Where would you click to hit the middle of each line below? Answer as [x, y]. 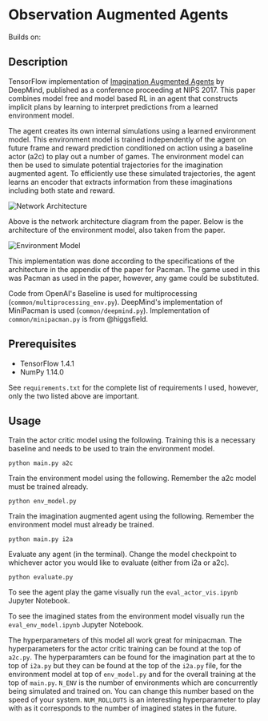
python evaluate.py [41, 578]
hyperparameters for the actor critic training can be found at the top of [125, 649]
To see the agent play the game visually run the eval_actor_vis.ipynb [123, 592]
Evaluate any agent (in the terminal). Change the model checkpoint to [123, 555]
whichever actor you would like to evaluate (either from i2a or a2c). [119, 563]
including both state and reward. [62, 190]
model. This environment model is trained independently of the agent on [127, 139]
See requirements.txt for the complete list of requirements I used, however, [133, 387]
